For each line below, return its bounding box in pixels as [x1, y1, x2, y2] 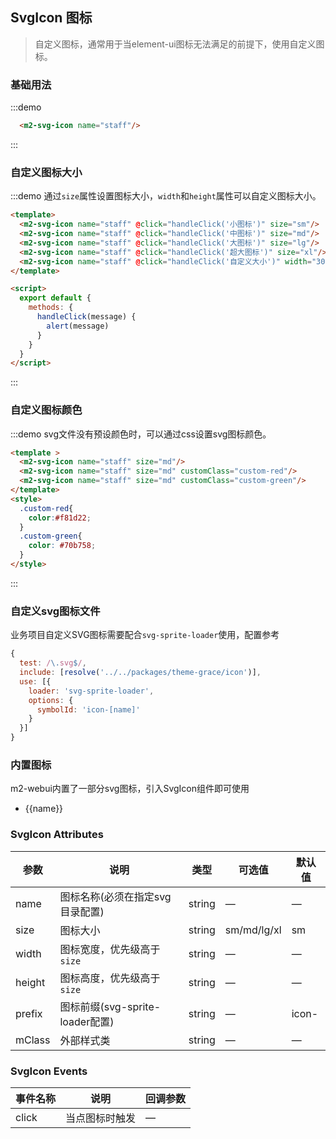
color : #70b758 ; [28, 541, 97, 551]
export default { [19, 293, 92, 303]
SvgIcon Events [10, 1064, 88, 1078]
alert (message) [46, 321, 110, 331]
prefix [15, 1006, 43, 1020]
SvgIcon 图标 [10, 9, 93, 27]
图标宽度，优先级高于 [59, 942, 161, 956]
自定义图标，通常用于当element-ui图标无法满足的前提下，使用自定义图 [34, 38, 325, 50]
